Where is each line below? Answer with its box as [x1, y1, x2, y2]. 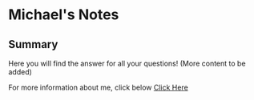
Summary [8, 38, 58, 51]
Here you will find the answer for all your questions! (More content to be [8, 58, 246, 68]
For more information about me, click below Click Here [8, 82, 188, 92]
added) [8, 67, 32, 77]
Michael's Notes [8, 6, 119, 24]
